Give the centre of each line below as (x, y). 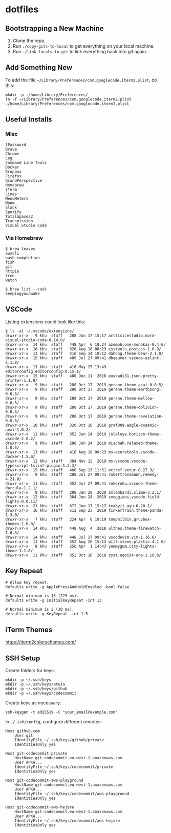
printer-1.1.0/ (22, 380)
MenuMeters (17, 198)
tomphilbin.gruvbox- (130, 519)
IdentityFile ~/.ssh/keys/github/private (59, 740)
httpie (12, 271)
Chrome (12, 154)
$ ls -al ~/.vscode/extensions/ (40, 331)
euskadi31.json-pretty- (134, 376)
